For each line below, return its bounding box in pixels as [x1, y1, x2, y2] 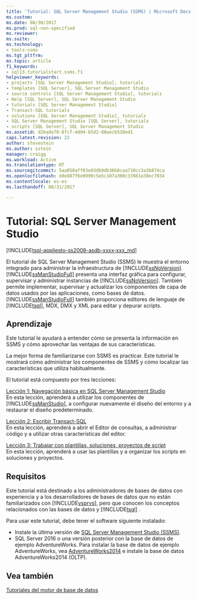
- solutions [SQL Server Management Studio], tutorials [6, 113, 146, 119]
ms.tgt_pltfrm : [6, 52, 44, 58]
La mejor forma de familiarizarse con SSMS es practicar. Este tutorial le [6, 352, 179, 360]
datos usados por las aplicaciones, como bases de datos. [6, 289, 146, 297]
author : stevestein [6, 140, 54, 146]
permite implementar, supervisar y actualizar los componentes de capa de [6, 283, 187, 290]
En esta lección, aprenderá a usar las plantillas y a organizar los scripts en [6, 448, 186, 455]
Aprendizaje [6, 319, 52, 329]
